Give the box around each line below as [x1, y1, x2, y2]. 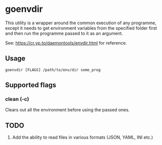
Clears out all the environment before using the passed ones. [5, 107, 130, 113]
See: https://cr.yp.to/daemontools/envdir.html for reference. [5, 40, 127, 46]
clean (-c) [5, 96, 29, 102]
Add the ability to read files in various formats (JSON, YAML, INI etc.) [12, 135, 154, 141]
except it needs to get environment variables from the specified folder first [5, 25, 157, 31]
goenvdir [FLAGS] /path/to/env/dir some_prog [5, 67, 101, 72]
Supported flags [5, 81, 56, 90]
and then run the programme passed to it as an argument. [5, 30, 123, 36]
